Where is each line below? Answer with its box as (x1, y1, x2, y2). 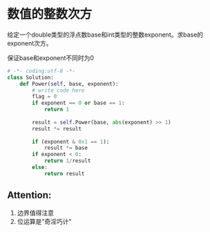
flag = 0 (32, 93, 57, 100)
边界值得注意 (17, 209, 54, 217)
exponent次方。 (7, 39, 52, 47)
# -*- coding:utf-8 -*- (7, 67, 76, 75)
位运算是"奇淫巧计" (17, 217, 72, 225)
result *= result (32, 125, 82, 132)
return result (44, 170, 85, 177)
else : (32, 164, 48, 171)
